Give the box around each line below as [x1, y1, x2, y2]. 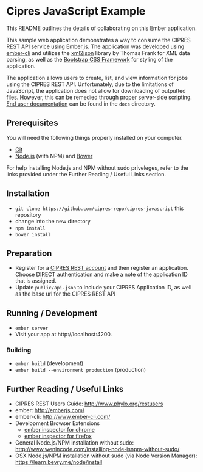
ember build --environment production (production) [15, 366, 146, 374]
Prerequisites [6, 118, 58, 128]
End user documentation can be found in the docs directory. [6, 100, 156, 107]
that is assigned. [15, 277, 57, 285]
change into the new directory [15, 217, 91, 225]
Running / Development [6, 308, 98, 318]
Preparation [6, 248, 52, 258]
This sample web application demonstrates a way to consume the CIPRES [6, 36, 191, 43]
